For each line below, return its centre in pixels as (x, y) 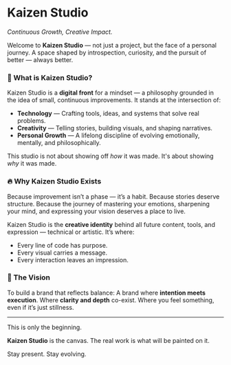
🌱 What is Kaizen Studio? (50, 77)
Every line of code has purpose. (62, 245)
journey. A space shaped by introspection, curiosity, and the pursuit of (107, 52)
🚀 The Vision (29, 277)
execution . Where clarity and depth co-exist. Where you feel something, (111, 300)
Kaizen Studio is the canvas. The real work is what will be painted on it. (108, 340)
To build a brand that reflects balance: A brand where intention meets (107, 293)
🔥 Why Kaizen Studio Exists (54, 181)
